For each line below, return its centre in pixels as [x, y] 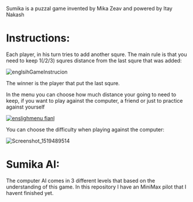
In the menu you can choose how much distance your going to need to [91, 94]
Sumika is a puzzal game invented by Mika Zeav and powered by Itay [89, 8]
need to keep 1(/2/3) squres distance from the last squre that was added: [94, 60]
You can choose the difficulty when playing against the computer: [85, 129]
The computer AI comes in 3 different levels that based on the [81, 180]
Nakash [15, 15]
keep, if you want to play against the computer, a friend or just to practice [94, 100]
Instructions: [38, 38]
